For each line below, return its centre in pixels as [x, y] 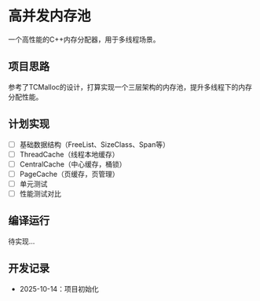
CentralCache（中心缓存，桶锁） [73, 164]
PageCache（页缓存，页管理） [69, 174]
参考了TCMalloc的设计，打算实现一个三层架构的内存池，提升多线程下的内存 [130, 86]
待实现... [22, 241]
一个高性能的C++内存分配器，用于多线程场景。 [84, 39]
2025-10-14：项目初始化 [59, 288]
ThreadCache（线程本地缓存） [69, 154]
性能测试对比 [40, 193]
